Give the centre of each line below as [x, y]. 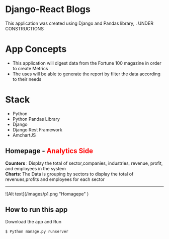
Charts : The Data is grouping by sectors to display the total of [69, 174]
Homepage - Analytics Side [49, 151]
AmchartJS [24, 135]
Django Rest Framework [37, 129]
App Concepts [36, 49]
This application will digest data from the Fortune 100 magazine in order [87, 63]
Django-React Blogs [48, 9]
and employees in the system [36, 168]
